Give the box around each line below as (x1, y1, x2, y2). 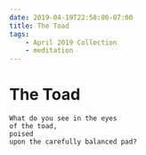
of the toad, (9, 122, 58, 131)
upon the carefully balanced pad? (9, 137, 138, 147)
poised (9, 130, 34, 139)
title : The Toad (9, 21, 69, 30)
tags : (9, 29, 29, 38)
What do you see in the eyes (9, 114, 118, 123)
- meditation (25, 46, 74, 55)
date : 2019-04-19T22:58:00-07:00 (9, 12, 134, 22)
